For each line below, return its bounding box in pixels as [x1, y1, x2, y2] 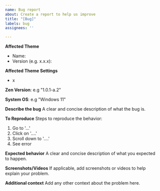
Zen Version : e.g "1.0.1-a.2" [5, 87, 62, 93]
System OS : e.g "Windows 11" [5, 97, 66, 103]
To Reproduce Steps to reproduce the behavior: [5, 115, 102, 121]
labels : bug [5, 21, 30, 26]
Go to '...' [12, 125, 31, 131]
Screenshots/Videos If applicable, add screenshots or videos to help [5, 165, 146, 171]
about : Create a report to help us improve [5, 12, 96, 17]
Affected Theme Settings [5, 68, 58, 74]
